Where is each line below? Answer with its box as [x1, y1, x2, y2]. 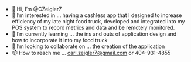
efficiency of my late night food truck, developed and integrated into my [11, 18, 185, 25]
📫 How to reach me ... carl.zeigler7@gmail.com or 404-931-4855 [11, 50, 171, 56]
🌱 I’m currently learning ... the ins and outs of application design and [11, 30, 177, 37]
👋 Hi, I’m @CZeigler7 [11, 6, 62, 12]
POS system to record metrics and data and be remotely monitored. [11, 24, 175, 31]
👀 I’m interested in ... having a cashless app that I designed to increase [11, 12, 182, 19]
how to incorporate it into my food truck [11, 37, 108, 43]
